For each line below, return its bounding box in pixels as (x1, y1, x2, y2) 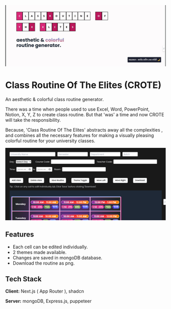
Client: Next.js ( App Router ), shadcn (5, 288, 84, 294)
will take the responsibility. (5, 117, 61, 123)
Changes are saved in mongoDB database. (12, 254, 103, 261)
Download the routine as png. (12, 260, 75, 266)
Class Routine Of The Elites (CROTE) (5, 80, 162, 91)
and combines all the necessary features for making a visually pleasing (5, 132, 154, 138)
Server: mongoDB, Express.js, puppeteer (5, 298, 92, 304)
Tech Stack (5, 274, 42, 283)
